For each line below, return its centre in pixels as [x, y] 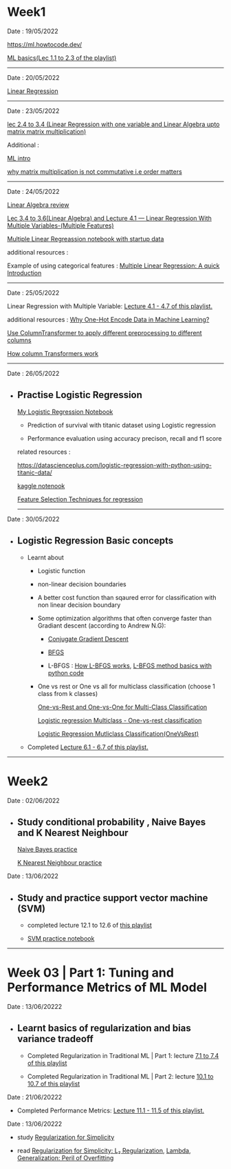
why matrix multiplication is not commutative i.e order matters [95, 171]
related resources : [44, 452]
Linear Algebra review [38, 205]
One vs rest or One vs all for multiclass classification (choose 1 [126, 686]
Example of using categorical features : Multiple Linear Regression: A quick [113, 266]
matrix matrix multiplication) [47, 131]
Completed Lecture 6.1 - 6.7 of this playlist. [88, 747]
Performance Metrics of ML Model [107, 988]
